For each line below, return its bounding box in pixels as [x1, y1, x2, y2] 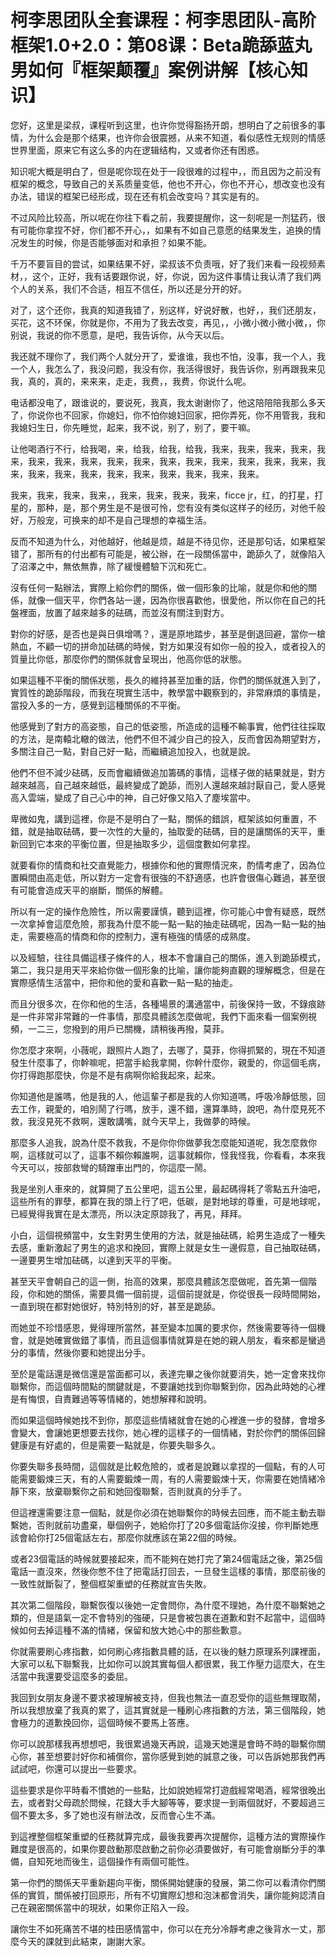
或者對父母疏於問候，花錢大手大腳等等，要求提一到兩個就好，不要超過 [27, 1796, 317, 1808]
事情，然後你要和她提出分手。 [27, 1346, 151, 1358]
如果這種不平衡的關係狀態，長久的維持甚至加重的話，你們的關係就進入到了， [10, 674, 326, 686]
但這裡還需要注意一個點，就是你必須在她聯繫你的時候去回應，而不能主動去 [10, 1506, 317, 1518]
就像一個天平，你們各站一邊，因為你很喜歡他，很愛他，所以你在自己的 [27, 594, 317, 606]
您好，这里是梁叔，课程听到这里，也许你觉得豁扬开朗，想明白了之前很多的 [10, 119, 317, 131]
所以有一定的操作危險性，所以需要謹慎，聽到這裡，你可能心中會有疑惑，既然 [10, 905, 326, 917]
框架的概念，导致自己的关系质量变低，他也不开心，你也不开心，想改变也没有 [10, 177, 326, 190]
